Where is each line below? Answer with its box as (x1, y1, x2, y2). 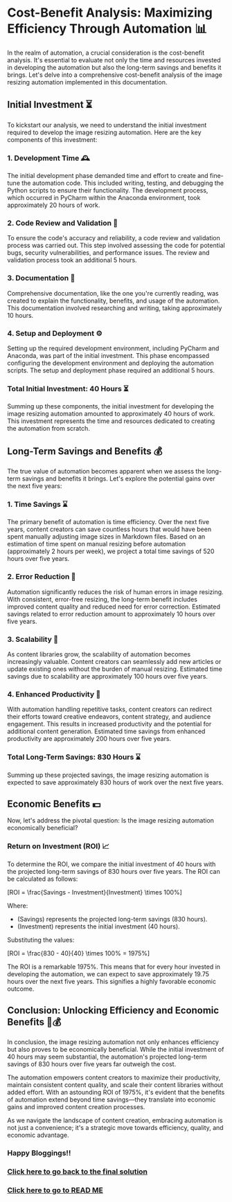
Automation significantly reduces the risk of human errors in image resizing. (7, 587, 224, 596)
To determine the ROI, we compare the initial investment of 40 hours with (7, 860, 216, 868)
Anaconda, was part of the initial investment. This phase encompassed (7, 351, 210, 359)
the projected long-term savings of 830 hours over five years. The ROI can (7, 867, 220, 875)
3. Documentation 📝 (7, 273, 75, 283)
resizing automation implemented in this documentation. (7, 78, 168, 86)
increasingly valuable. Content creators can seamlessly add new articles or (7, 657, 222, 665)
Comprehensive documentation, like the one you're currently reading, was (7, 289, 220, 297)
